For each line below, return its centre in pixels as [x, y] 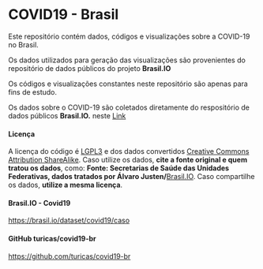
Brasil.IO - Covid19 [39, 203]
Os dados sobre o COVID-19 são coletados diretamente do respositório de [129, 107]
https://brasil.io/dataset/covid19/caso [69, 220]
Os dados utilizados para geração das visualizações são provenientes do [127, 60]
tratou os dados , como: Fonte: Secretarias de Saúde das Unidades [119, 168]
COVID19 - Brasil [64, 15]
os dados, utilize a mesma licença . [66, 185]
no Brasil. [24, 44]
